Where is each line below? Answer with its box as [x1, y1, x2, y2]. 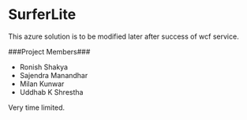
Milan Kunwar [19, 79, 65, 88]
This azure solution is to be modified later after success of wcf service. [8, 32, 239, 41]
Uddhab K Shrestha [19, 87, 84, 96]
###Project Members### [8, 47, 91, 56]
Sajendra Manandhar [19, 70, 88, 80]
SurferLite [8, 6, 77, 24]
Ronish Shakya [19, 62, 69, 72]
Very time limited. [8, 103, 65, 112]
